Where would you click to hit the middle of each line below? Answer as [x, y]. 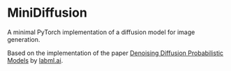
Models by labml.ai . [35, 60]
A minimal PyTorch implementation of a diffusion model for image [101, 32]
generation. [24, 39]
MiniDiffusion [47, 13]
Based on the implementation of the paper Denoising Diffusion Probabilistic [115, 53]
